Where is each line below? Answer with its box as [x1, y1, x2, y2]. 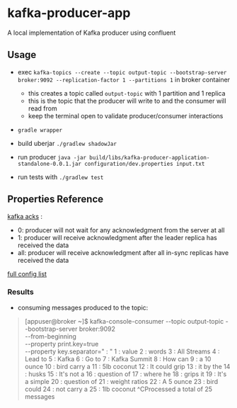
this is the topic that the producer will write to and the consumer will [28, 96, 226, 105]
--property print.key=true [24, 339, 99, 348]
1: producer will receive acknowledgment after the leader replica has [17, 233, 217, 242]
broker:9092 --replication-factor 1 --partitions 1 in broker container [17, 75, 231, 84]
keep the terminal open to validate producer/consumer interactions [28, 111, 224, 120]
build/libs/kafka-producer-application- [89, 154, 210, 161]
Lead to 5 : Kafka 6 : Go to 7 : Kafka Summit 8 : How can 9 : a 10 [24, 354, 212, 363]
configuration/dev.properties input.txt [84, 160, 205, 167]
